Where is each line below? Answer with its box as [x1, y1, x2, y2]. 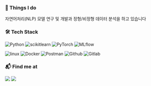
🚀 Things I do [5, 4, 36, 11]
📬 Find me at [5, 63, 38, 70]
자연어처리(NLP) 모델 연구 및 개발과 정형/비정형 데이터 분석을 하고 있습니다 [5, 16, 147, 22]
